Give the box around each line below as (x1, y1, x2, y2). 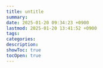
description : (6, 42, 39, 48)
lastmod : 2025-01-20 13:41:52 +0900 (6, 25, 97, 31)
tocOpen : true (6, 53, 42, 59)
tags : (6, 31, 20, 37)
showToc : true (6, 47, 42, 53)
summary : (6, 14, 28, 20)
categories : (6, 36, 36, 42)
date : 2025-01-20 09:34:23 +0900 (6, 20, 89, 25)
